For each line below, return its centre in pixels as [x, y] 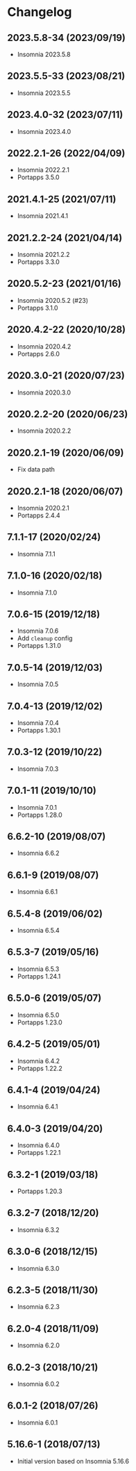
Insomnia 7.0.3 [38, 769]
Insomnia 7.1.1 [36, 554]
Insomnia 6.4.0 [39, 1145]
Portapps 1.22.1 [39, 1153]
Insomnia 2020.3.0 [44, 392]
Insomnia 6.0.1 [37, 1422]
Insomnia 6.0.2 [39, 1384]
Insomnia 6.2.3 [39, 1307]
